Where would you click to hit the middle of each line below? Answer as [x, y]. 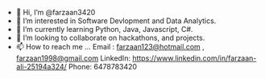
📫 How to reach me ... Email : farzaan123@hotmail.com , [110, 47]
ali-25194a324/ [41, 67]
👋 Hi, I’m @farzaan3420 [56, 12]
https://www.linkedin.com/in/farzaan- [195, 58]
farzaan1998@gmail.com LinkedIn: [73, 58]
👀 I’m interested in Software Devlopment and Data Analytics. [116, 21]
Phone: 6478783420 [103, 67]
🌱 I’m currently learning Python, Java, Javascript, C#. [104, 29]
